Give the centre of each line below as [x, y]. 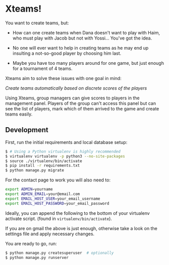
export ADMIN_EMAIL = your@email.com [43, 194]
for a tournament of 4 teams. [42, 68]
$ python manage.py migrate [35, 170]
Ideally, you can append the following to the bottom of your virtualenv [77, 213]
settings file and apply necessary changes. [50, 234]
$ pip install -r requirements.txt [43, 166]
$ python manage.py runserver [37, 257]
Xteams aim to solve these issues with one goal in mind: [64, 78]
